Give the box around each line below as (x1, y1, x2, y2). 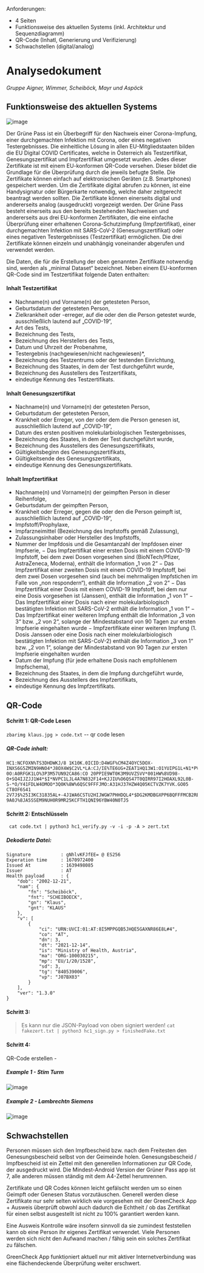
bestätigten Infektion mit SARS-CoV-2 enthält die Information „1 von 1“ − (15, 605, 195, 612)
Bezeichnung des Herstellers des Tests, (15, 337, 115, 344)
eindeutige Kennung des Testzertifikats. (15, 375, 115, 383)
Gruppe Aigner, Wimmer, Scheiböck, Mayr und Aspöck (6, 84, 143, 91)
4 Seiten (15, 17, 36, 24)
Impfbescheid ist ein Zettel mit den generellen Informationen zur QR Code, (6, 1160, 192, 1167)
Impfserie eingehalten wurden (15, 650, 90, 657)
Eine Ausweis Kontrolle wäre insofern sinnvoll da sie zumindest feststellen (6, 1222, 191, 1229)
